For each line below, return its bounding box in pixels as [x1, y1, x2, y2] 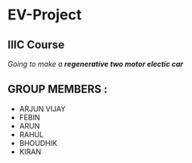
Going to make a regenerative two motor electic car [7, 59, 183, 69]
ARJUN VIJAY [19, 103, 66, 114]
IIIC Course [7, 38, 65, 52]
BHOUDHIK [19, 138, 58, 148]
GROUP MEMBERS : [7, 82, 108, 96]
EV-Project [7, 6, 82, 24]
